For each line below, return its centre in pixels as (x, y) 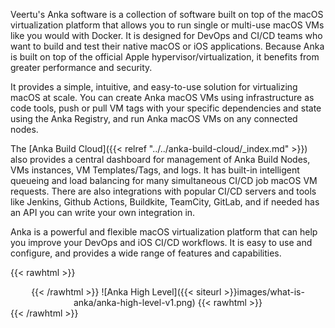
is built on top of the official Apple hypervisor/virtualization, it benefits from (165, 57)
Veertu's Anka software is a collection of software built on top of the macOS (167, 14)
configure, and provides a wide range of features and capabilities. (146, 253)
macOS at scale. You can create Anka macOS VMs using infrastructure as (162, 97)
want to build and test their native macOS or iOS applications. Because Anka (167, 46)
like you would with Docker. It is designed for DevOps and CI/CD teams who (166, 35)
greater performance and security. (81, 67)
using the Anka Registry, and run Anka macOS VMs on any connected (154, 118)
